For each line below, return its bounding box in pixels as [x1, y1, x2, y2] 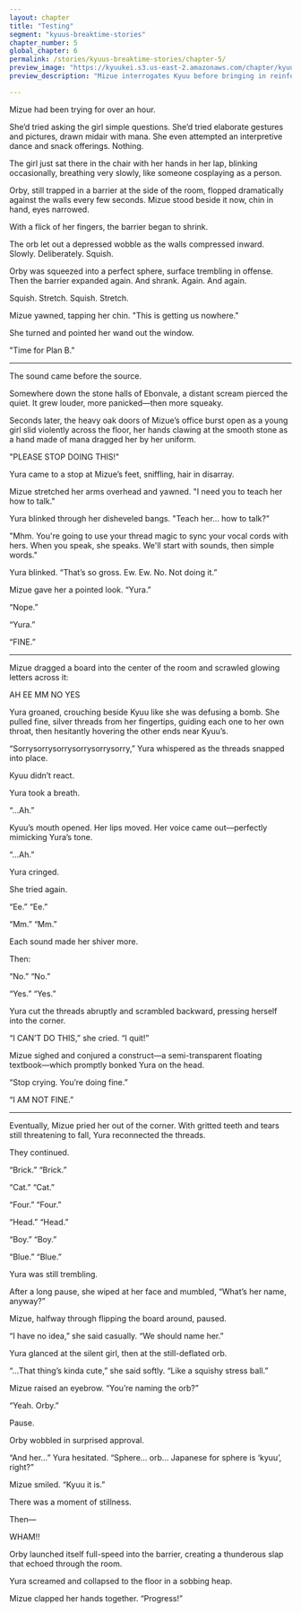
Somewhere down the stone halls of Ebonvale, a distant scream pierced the [9, 388, 288, 399]
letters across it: [9, 671, 69, 682]
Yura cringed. [9, 866, 60, 877]
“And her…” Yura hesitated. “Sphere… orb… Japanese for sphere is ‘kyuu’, [9, 1451, 282, 1463]
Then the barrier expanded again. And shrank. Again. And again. [9, 275, 247, 285]
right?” [9, 1461, 34, 1472]
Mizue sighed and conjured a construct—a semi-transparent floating [9, 1049, 262, 1060]
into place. [9, 752, 48, 763]
